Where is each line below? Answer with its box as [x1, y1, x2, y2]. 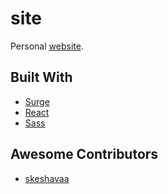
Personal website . [10, 40, 84, 52]
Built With [10, 69, 73, 86]
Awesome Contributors [10, 146, 159, 163]
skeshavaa [24, 172, 70, 184]
